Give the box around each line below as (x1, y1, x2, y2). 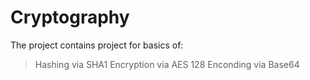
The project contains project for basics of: (10, 39, 184, 51)
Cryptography (10, 6, 130, 29)
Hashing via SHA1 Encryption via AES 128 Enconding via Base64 (34, 58, 300, 70)
